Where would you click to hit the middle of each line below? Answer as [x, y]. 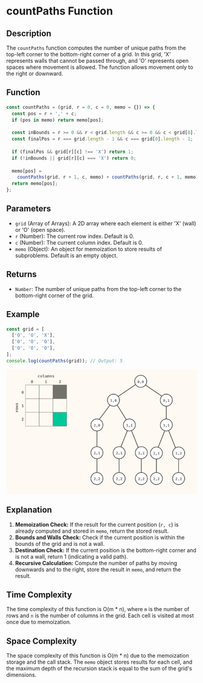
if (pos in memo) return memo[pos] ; [58, 120]
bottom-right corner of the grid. [54, 295]
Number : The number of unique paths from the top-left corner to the [98, 289]
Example [23, 314]
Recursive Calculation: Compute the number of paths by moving [96, 563]
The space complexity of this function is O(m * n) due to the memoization [98, 656]
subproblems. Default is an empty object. [66, 255]
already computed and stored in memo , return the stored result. [92, 531]
